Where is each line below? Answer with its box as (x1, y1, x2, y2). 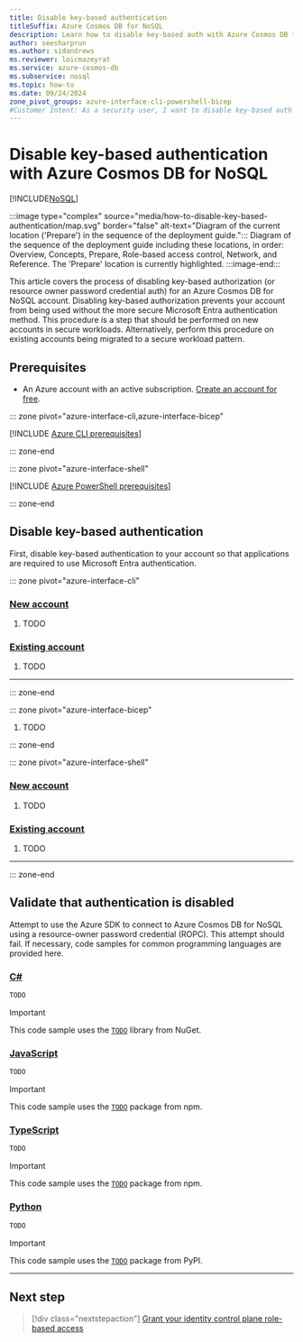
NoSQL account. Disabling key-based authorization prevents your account (9, 295, 286, 307)
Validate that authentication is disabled (9, 895, 234, 911)
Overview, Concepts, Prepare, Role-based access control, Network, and (9, 249, 278, 260)
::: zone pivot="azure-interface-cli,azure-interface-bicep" (9, 411, 224, 421)
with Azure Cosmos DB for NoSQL (9, 163, 269, 184)
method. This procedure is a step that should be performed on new (9, 315, 259, 326)
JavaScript (9, 1047, 59, 1060)
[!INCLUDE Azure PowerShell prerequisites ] (9, 481, 171, 492)
